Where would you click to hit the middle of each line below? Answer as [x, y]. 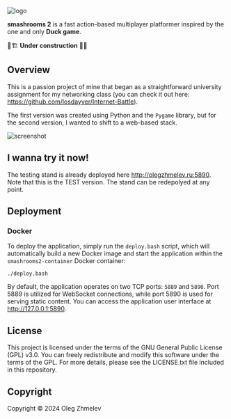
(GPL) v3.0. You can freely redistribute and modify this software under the [113, 355]
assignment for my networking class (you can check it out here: [98, 94]
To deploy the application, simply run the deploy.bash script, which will [109, 246]
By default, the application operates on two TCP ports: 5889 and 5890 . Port [113, 287]
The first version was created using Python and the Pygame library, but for [112, 115]
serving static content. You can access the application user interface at [109, 301]
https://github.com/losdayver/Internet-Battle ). [72, 102]
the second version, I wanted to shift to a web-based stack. [92, 122]
